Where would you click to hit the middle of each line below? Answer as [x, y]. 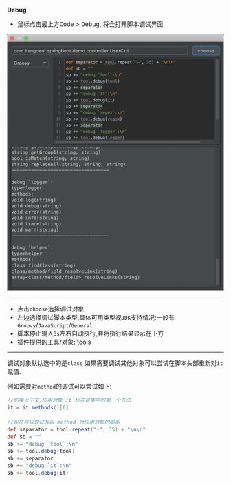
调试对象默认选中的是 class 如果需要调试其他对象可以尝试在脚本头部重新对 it [115, 363]
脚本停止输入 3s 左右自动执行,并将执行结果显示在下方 [90, 333]
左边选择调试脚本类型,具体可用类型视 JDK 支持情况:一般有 [96, 318]
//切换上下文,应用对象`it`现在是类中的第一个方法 [69, 400]
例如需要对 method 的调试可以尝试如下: [59, 387]
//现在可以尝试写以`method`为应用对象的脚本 [64, 422]
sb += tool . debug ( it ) [38, 473]
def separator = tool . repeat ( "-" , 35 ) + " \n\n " [77, 429]
